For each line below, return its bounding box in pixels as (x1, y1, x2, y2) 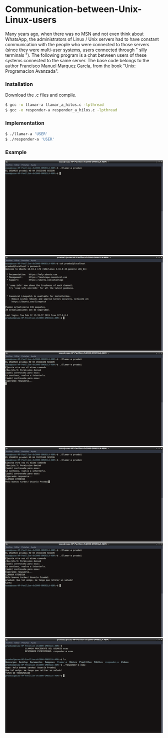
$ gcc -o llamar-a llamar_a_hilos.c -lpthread (5, 102, 104, 107)
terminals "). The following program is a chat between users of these (5, 52, 147, 58)
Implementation (5, 119, 45, 126)
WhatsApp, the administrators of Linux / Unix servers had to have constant (5, 36, 159, 42)
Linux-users (5, 14, 56, 26)
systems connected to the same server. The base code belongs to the (5, 57, 149, 63)
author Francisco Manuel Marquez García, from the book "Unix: (5, 63, 136, 69)
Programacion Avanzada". (5, 68, 59, 74)
